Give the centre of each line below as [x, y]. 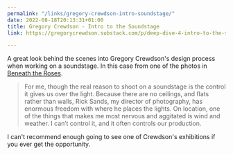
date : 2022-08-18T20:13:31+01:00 [55, 20]
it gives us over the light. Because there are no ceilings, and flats [116, 94]
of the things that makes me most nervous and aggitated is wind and [122, 116]
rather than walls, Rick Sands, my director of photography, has [113, 102]
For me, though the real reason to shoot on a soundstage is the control [125, 86]
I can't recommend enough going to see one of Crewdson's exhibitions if [111, 137]
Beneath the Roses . [35, 73]
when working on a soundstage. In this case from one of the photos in [107, 66]
